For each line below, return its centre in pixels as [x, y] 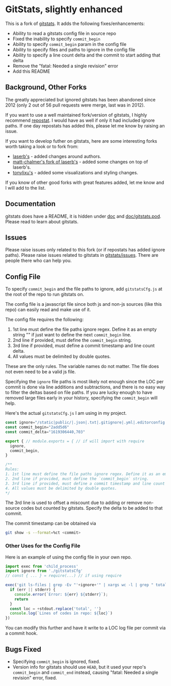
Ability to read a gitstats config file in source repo [64, 33]
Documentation [31, 204]
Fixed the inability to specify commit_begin [56, 39]
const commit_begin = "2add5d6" [37, 427]
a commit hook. [22, 634]
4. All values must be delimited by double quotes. [61, 488]
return [21, 599]
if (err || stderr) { [33, 590]
